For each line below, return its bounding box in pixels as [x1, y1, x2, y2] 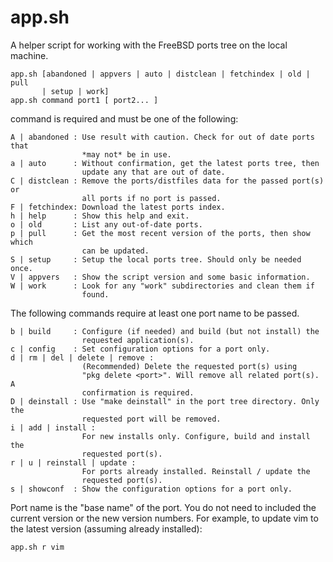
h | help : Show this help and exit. [10, 211, 190, 221]
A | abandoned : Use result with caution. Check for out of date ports [10, 132, 315, 142]
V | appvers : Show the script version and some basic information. [10, 272, 311, 282]
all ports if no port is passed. [81, 193, 222, 203]
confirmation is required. [81, 387, 195, 398]
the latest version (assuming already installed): [10, 522, 203, 535]
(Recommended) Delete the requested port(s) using [81, 361, 298, 371]
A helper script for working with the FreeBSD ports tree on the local [10, 39, 288, 51]
